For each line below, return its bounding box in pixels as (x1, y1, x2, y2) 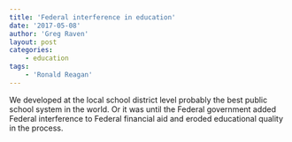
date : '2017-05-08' (9, 21, 81, 30)
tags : (9, 63, 29, 71)
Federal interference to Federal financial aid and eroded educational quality (9, 113, 284, 123)
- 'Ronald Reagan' (25, 71, 93, 79)
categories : (9, 46, 53, 55)
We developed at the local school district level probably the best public (9, 94, 268, 105)
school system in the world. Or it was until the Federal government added (9, 103, 277, 115)
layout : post (9, 37, 58, 47)
